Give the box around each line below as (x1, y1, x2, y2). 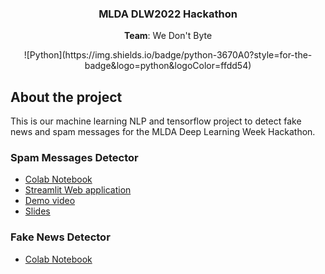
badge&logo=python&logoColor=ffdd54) (84, 60, 252, 72)
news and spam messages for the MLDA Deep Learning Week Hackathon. (10, 126, 316, 138)
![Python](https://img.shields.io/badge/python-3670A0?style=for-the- (23, 49, 313, 61)
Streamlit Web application (24, 184, 132, 196)
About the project (10, 88, 123, 106)
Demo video (24, 195, 76, 207)
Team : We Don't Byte (123, 30, 213, 42)
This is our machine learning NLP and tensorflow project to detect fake (10, 115, 302, 127)
